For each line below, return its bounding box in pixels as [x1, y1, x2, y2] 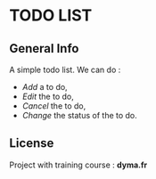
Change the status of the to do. [21, 110, 138, 120]
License [9, 135, 54, 151]
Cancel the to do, [21, 101, 86, 111]
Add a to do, [21, 82, 69, 92]
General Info [9, 41, 79, 56]
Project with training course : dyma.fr [9, 159, 148, 170]
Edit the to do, [21, 91, 74, 102]
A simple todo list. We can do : [9, 64, 121, 75]
